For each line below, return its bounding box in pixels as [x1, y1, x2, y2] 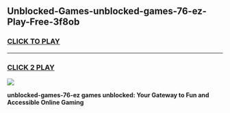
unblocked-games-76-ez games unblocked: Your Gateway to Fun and [7, 90, 209, 99]
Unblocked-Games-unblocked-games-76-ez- [7, 5, 207, 17]
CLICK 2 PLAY [7, 62, 55, 72]
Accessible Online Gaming [7, 98, 84, 106]
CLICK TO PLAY [7, 37, 60, 47]
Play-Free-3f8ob [7, 16, 80, 28]
